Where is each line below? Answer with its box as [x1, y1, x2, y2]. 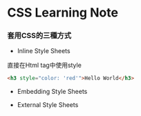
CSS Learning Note [7, 5, 119, 21]
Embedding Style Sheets [17, 88, 88, 96]
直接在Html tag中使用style [7, 61, 82, 70]
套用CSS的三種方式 [7, 31, 72, 41]
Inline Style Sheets [17, 47, 70, 55]
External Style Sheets [17, 101, 79, 109]
